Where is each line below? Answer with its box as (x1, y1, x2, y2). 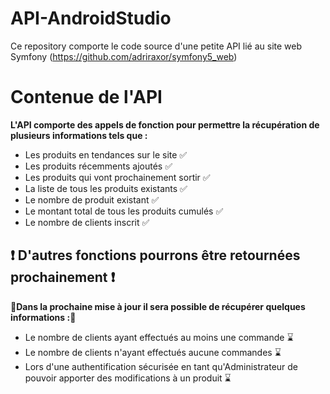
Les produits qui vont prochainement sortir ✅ (24, 171, 211, 183)
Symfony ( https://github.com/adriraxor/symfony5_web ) (10, 50, 238, 62)
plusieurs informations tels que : (10, 129, 148, 141)
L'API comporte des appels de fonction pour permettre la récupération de (10, 118, 320, 131)
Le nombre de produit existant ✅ (24, 193, 160, 206)
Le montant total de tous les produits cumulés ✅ (24, 205, 224, 217)
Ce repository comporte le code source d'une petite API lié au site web (10, 40, 302, 52)
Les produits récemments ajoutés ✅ (24, 160, 173, 172)
